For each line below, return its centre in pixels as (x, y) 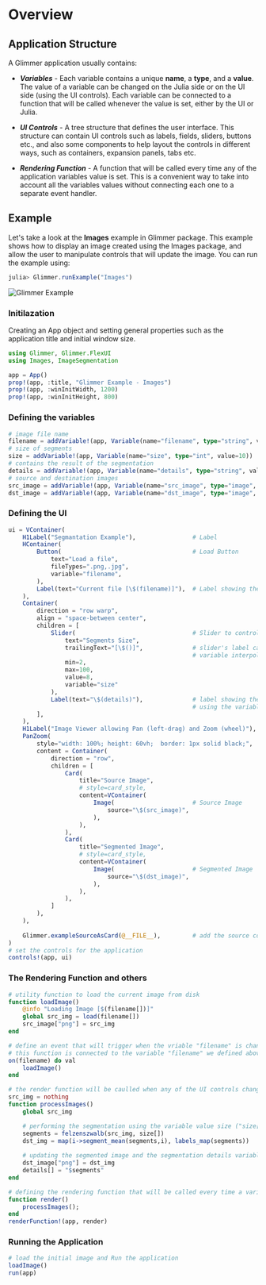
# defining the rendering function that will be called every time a (125, 1192)
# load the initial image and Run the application (93, 1258)
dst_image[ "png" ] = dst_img (68, 1163)
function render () (38, 1199)
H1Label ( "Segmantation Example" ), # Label (120, 537)
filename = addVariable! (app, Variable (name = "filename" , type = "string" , (131, 441)
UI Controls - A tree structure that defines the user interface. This (127, 127)
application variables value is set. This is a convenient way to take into (134, 177)
